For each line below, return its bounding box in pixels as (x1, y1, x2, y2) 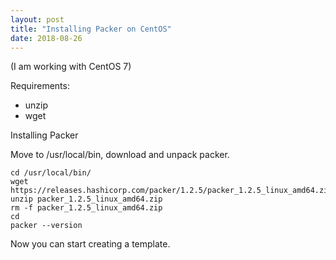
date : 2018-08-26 (10, 33, 83, 43)
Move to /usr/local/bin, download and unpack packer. (10, 149, 230, 161)
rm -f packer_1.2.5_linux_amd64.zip (10, 203, 163, 213)
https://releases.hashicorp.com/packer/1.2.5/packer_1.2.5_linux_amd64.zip (10, 186, 333, 196)
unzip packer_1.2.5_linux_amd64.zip (10, 194, 163, 205)
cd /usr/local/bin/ (10, 168, 92, 178)
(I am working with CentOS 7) (10, 61, 132, 73)
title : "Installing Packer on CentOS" (10, 24, 172, 34)
